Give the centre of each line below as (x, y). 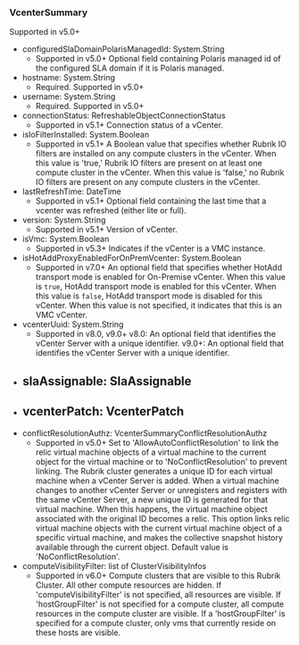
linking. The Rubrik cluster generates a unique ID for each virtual (154, 471)
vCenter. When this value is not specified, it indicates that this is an (159, 306)
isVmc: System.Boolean (66, 239)
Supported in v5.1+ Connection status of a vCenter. (129, 125)
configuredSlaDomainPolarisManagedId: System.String (123, 49)
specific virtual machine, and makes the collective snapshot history (159, 537)
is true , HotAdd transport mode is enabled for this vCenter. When (156, 287)
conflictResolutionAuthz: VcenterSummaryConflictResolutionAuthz (145, 433)
